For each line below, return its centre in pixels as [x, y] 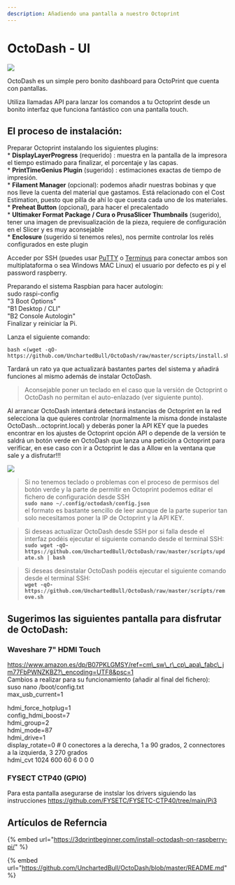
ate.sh [34, 558]
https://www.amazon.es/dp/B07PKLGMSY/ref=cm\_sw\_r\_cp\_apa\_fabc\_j [116, 665]
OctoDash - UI [49, 48]
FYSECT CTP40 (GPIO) [47, 778]
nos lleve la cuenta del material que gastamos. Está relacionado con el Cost [116, 192]
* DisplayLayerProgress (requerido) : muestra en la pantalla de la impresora [117, 155]
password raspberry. [37, 273]
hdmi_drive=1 [26, 737]
